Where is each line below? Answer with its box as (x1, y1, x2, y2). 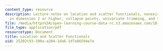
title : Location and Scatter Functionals (5, 34, 90, 39)
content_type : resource (5, 7, 53, 12)
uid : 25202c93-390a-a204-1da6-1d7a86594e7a (5, 39, 95, 44)
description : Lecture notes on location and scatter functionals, (5, 12, 142, 17)
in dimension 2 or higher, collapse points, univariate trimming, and (9, 16, 155, 21)
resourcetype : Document (5, 30, 53, 34)
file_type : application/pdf (5, 25, 62, 30)
